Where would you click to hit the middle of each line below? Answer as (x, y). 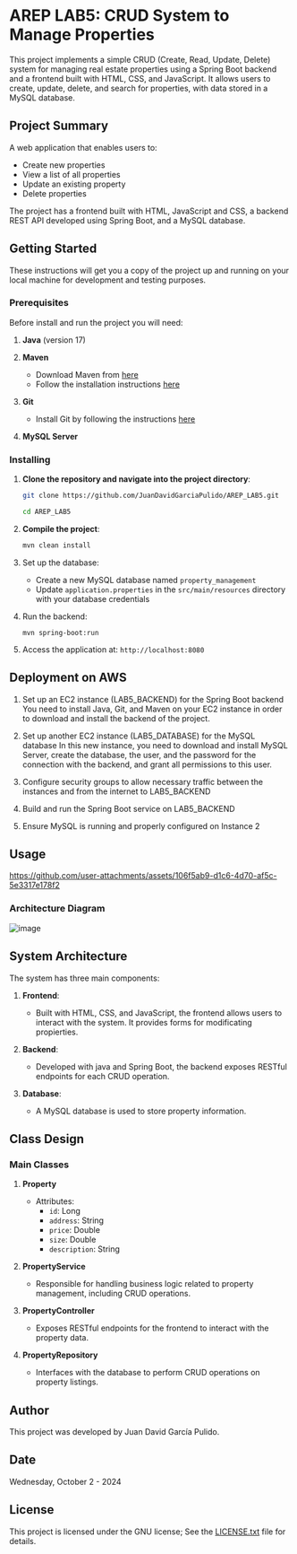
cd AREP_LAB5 (47, 512)
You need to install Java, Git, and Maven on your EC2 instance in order (152, 709)
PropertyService (54, 1267)
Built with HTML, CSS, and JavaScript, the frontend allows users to (159, 1013)
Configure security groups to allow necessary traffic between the (143, 781)
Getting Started (53, 249)
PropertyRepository (60, 1355)
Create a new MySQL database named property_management (146, 580)
